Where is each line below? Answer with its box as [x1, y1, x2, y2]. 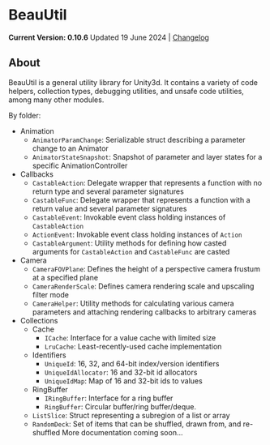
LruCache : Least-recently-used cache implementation [44, 341, 222, 351]
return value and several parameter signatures [32, 203, 187, 213]
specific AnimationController [32, 160, 128, 170]
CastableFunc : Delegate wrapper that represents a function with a [32, 195, 251, 204]
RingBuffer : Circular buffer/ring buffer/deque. [44, 401, 197, 411]
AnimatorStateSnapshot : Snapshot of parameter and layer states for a [32, 152, 263, 161]
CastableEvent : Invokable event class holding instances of [32, 212, 226, 222]
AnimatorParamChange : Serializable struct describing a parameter [32, 135, 246, 144]
